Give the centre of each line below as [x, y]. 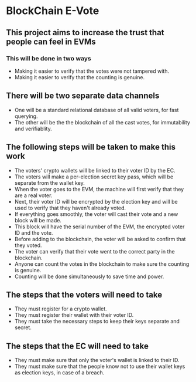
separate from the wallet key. [49, 182]
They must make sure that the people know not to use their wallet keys [100, 366]
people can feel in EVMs [51, 41]
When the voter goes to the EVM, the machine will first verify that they [99, 189]
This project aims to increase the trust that [85, 33]
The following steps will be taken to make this [91, 147]
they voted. [28, 245]
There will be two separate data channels [83, 96]
